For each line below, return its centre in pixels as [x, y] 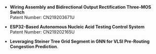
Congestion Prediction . [34, 46]
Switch [17, 12]
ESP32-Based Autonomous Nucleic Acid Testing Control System [77, 27]
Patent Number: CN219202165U [42, 32]
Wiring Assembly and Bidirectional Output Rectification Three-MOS [80, 7]
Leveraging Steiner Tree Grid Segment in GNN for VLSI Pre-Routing [80, 41]
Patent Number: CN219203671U [42, 17]
